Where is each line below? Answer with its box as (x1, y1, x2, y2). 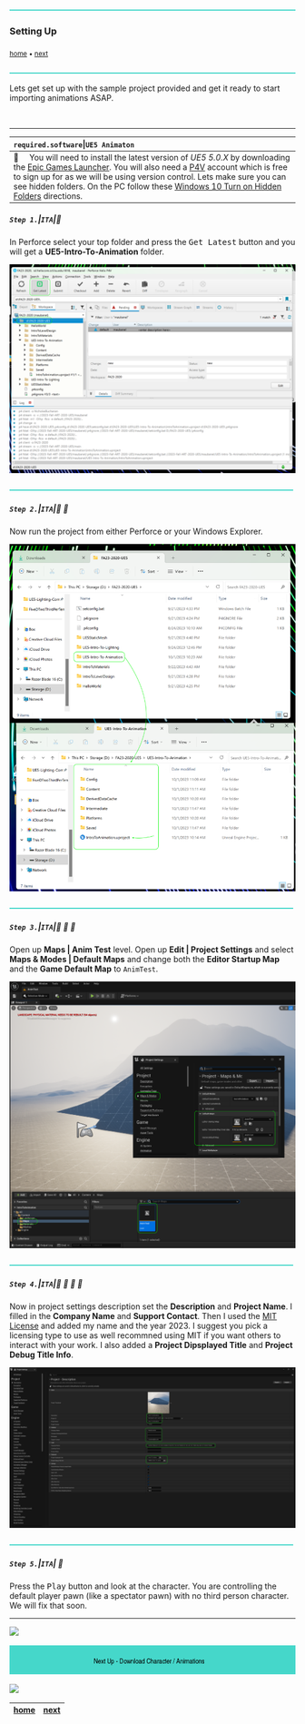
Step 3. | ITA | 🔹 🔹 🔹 (9, 921, 76, 932)
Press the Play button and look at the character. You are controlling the (9, 1581, 277, 1591)
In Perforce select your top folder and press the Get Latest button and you (9, 237, 296, 248)
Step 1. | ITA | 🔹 (9, 213, 62, 224)
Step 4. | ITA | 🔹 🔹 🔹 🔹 (9, 1278, 84, 1289)
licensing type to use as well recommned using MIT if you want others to (9, 1329, 281, 1341)
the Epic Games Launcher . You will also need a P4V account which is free (13, 162, 288, 172)
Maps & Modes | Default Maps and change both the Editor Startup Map (9, 953, 280, 964)
